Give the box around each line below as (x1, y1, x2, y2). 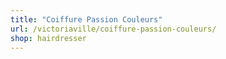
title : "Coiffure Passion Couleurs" (10, 14, 163, 25)
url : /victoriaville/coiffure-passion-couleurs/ (10, 24, 217, 34)
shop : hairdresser (10, 33, 87, 43)
